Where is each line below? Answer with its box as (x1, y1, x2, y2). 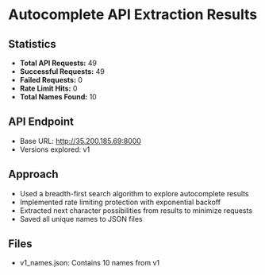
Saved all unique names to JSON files (19, 214, 143, 223)
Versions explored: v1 (19, 145, 90, 154)
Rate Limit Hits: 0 (19, 83, 78, 93)
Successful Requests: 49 (19, 67, 105, 76)
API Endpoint (8, 115, 74, 129)
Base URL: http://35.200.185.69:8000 (19, 136, 141, 145)
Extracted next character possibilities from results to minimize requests (19, 205, 252, 215)
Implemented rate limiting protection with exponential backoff (19, 197, 221, 207)
